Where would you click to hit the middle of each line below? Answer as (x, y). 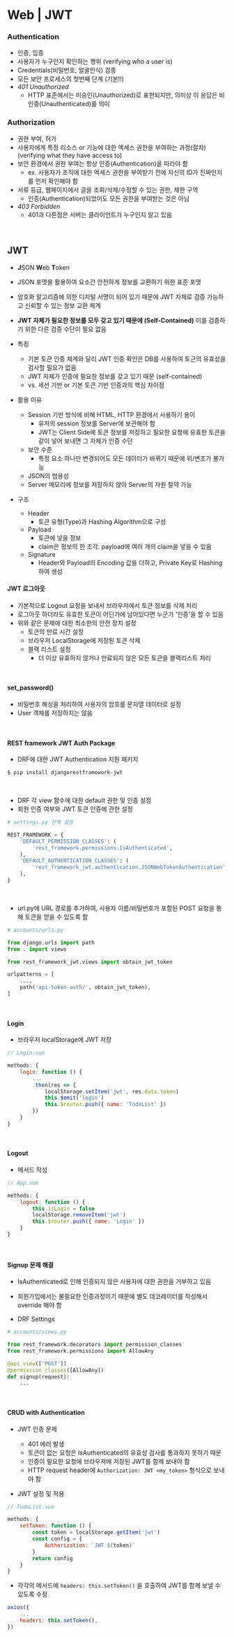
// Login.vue (26, 1053)
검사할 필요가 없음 (52, 368)
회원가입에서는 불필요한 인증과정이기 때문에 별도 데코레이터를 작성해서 (112, 1297)
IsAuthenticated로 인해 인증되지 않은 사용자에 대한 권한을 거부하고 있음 (114, 1281)
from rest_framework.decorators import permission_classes (95, 1345)
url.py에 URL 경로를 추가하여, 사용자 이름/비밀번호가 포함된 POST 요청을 (116, 908)
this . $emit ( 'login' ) (74, 1098)
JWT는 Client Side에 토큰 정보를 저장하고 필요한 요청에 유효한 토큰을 (132, 432)
